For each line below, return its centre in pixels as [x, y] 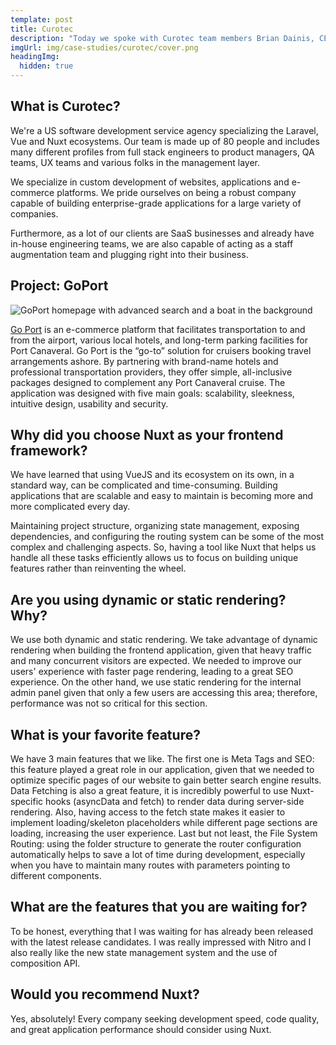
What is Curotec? [65, 106]
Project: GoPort [59, 286]
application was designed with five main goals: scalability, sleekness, [152, 393]
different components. [56, 876]
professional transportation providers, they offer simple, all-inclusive [151, 372]
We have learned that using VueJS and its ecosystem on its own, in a [152, 475]
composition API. [45, 963]
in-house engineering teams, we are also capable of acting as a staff [152, 243]
